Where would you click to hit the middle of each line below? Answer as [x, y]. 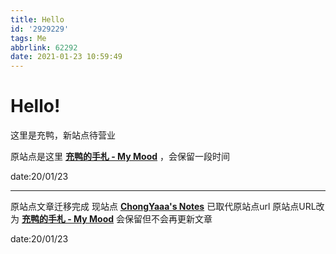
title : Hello [37, 19]
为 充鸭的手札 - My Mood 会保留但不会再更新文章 [111, 219]
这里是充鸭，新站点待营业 [63, 135]
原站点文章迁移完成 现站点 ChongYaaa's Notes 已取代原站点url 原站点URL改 [167, 207]
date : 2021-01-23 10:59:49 [66, 57]
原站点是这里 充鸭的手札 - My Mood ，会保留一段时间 [120, 157]
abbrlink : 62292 [44, 47]
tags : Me [28, 38]
